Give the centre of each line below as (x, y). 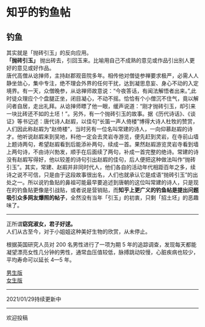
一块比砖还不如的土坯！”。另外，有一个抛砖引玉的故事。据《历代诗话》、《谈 (101, 114)
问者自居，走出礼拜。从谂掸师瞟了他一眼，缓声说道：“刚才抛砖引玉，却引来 (101, 106)
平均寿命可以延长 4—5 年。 (41, 260)
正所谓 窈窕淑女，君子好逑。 (41, 224)
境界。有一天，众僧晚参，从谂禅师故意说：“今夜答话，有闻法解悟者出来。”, (99, 91)
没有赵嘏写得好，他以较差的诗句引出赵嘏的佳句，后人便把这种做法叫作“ (96, 160)
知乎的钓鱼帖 (39, 13)
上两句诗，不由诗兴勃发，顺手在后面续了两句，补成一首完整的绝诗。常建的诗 (103, 152)
